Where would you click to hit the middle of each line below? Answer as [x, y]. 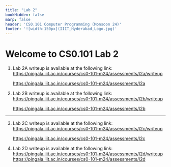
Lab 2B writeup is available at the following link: [62, 93]
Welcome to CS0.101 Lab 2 [62, 54]
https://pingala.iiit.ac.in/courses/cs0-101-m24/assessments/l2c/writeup [88, 129]
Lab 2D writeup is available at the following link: [63, 149]
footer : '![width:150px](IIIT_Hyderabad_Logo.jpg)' [61, 29]
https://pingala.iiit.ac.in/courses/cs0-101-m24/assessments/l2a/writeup [88, 74]
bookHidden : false [25, 15]
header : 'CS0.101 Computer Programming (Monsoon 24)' [64, 24]
